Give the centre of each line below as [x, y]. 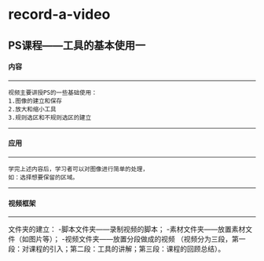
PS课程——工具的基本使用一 [77, 45]
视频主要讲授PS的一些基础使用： [53, 92]
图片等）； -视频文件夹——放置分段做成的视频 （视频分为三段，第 [134, 239]
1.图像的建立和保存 [35, 101]
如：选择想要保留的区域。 [43, 177]
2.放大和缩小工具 [32, 109]
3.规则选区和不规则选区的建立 [50, 118]
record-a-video [59, 14]
